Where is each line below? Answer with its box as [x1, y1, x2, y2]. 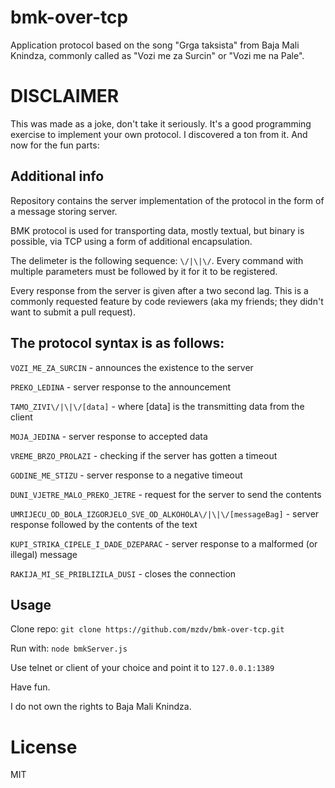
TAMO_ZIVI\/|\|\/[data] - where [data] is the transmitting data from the [10, 400, 305, 412]
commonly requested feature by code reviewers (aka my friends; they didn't [10, 295, 324, 307]
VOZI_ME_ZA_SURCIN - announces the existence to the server [10, 361, 254, 373]
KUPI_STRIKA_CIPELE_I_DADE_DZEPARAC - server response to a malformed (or [10, 537, 318, 550]
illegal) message [10, 548, 78, 560]
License [10, 736, 78, 758]
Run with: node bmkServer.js [10, 642, 128, 655]
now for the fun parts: [10, 139, 100, 151]
